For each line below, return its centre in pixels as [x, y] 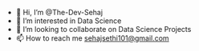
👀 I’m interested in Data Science [69, 21]
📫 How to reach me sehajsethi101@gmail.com [93, 38]
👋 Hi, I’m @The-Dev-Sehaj [59, 12]
